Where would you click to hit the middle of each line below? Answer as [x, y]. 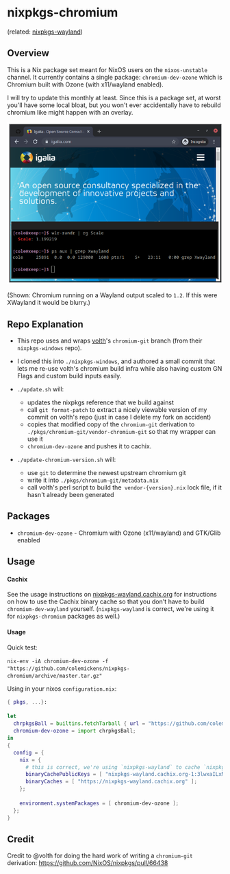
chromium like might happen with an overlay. [70, 112]
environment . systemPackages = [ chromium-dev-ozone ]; [99, 803]
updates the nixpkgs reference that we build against [101, 402]
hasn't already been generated [71, 495]
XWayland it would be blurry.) [49, 303]
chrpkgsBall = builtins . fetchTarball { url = [79, 724]
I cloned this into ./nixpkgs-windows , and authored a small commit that [116, 361]
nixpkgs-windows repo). [49, 348]
